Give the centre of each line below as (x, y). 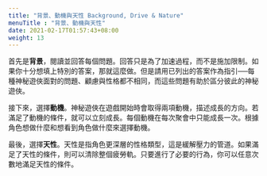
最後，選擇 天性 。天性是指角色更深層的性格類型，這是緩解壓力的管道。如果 (130, 144)
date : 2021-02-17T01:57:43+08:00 (64, 30)
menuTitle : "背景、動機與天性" (57, 23)
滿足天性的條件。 (50, 164)
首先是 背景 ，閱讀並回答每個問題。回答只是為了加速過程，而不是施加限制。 (130, 61)
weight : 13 (26, 38)
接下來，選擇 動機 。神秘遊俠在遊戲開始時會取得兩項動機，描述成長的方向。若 (133, 108)
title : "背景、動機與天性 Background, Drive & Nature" (96, 15)
